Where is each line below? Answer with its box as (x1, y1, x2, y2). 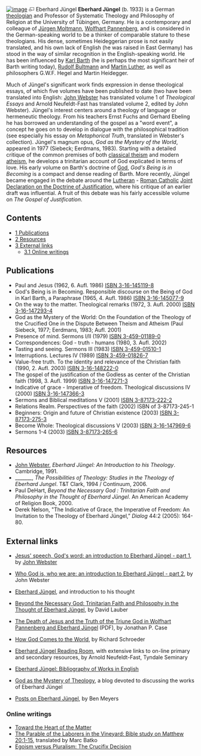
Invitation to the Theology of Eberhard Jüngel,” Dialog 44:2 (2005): (14, 512, 181, 520)
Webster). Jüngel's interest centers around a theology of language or (6, 107, 177, 113)
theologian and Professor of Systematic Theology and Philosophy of (6, 12, 175, 19)
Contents (6, 213, 42, 223)
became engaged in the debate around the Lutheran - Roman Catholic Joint (6, 177, 193, 184)
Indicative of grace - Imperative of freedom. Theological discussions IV (14, 383, 191, 391)
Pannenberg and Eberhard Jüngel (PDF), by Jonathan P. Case (14, 624, 167, 631)
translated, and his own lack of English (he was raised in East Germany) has (6, 44, 193, 51)
